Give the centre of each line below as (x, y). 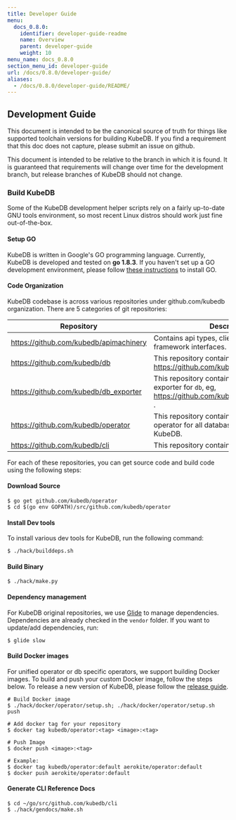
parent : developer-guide (56, 46)
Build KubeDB (31, 193)
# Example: (23, 761)
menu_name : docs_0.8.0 (40, 60)
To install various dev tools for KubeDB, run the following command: (105, 538)
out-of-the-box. (30, 223)
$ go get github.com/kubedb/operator (63, 501)
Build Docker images (38, 656)
